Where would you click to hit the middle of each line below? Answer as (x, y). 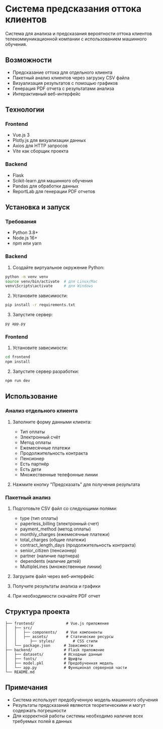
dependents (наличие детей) (51, 561)
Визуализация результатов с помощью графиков (65, 83)
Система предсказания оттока (73, 9)
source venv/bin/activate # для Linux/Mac (52, 281)
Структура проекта (37, 612)
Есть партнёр (34, 464)
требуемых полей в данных (42, 721)
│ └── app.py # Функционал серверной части (66, 667)
